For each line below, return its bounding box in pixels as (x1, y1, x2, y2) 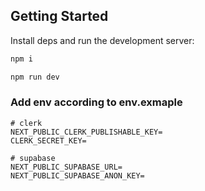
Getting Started (10, 8, 109, 25)
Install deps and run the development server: (10, 34, 195, 46)
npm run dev (10, 72, 60, 82)
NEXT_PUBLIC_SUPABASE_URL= (10, 162, 123, 172)
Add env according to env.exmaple (10, 95, 183, 109)
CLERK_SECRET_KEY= (10, 135, 87, 146)
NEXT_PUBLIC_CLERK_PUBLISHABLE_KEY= (10, 127, 163, 137)
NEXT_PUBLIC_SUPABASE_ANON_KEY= (10, 170, 145, 181)
